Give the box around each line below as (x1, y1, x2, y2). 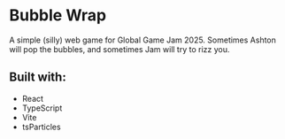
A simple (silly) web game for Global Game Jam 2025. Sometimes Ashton (9, 35, 277, 45)
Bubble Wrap (9, 5, 107, 26)
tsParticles (21, 121, 61, 132)
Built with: (9, 70, 66, 85)
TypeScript (21, 103, 63, 113)
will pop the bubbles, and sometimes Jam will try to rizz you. (9, 43, 230, 54)
